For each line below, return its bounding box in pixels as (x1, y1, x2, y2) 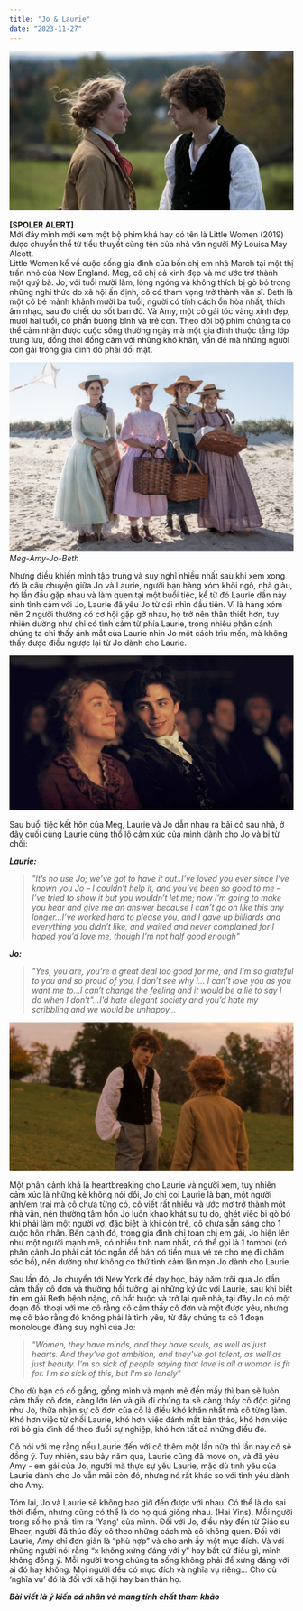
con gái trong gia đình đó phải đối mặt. (9, 344, 153, 355)
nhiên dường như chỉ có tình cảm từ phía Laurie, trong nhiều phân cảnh (9, 618, 273, 629)
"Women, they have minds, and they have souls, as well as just (31, 1338, 267, 1349)
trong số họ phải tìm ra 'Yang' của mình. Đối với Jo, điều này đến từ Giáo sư (9, 1516, 290, 1527)
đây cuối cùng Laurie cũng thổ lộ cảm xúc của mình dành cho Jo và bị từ (9, 829, 280, 839)
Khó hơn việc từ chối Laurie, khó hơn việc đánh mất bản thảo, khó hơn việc (9, 1413, 288, 1425)
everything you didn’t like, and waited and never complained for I (31, 921, 275, 931)
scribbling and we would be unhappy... (31, 1004, 177, 1014)
